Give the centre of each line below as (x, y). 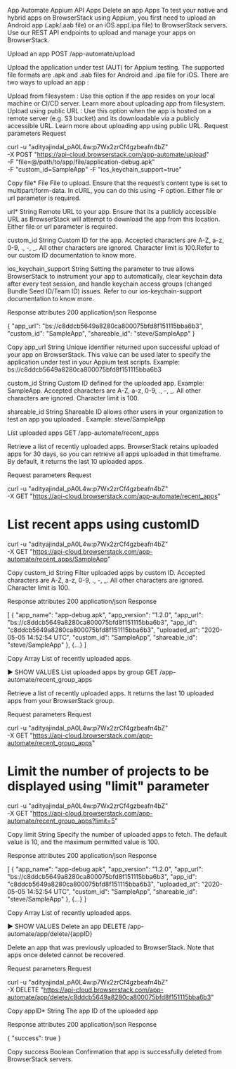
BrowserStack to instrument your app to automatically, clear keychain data (115, 276)
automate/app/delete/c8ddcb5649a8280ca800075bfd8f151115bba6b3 (109, 997)
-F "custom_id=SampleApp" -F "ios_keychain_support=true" (95, 169)
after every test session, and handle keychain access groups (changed (110, 284)
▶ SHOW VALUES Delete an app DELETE (67, 926)
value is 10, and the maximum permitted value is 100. (84, 842)
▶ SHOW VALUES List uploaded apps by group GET (83, 672)
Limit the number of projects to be (108, 772)
